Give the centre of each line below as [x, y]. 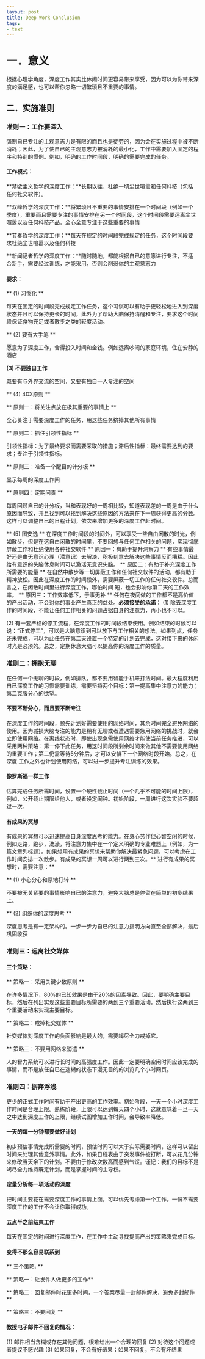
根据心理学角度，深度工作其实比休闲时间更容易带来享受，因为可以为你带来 [100, 79]
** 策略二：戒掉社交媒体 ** [40, 1023]
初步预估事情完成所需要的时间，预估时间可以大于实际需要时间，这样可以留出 [103, 1146]
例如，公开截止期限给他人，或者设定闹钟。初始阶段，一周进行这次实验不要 [100, 798]
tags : [13, 23]
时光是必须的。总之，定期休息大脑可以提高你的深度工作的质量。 [86, 646]
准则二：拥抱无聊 [31, 663]
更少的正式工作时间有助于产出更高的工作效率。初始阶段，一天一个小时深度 [100, 1101]
